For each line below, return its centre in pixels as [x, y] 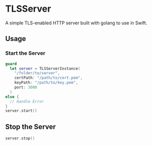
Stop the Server [31, 126]
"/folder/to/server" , [37, 73]
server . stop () [20, 138]
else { [12, 97]
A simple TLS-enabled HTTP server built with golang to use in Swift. [76, 23]
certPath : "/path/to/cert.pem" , [48, 78]
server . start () [21, 111]
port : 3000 [26, 87]
